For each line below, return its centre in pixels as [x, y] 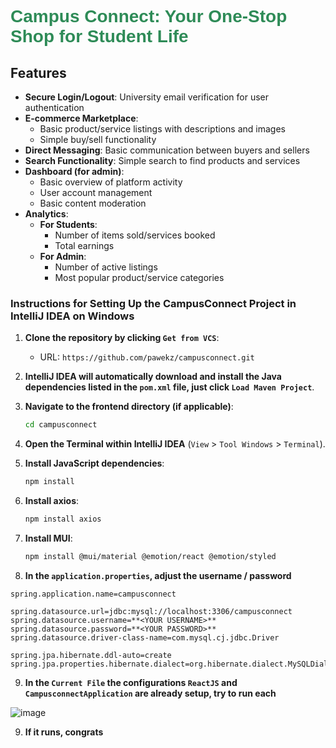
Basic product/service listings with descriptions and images [162, 129]
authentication [54, 107]
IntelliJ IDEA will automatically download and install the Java [153, 377]
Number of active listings [106, 267]
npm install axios [63, 519]
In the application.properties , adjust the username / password [158, 575]
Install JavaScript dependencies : [94, 463]
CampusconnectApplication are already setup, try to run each [150, 693]
